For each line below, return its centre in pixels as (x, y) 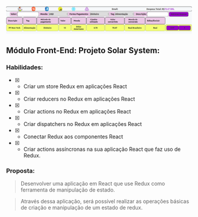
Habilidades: (24, 67)
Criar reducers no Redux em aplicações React (79, 99)
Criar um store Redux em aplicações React (75, 86)
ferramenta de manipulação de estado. (68, 190)
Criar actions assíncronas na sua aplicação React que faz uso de (102, 149)
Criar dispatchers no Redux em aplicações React (83, 124)
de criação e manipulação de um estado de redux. (82, 208)
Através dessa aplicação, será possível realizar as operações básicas (105, 202)
